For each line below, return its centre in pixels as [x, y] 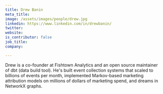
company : [14, 47]
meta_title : [17, 14]
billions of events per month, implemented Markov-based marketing [74, 75]
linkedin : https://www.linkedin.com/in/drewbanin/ [58, 23]
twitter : [14, 28]
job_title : [16, 42]
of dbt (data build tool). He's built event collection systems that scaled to [79, 70]
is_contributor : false [28, 38]
